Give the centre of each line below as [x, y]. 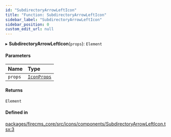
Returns [14, 90]
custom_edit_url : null [30, 29]
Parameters [18, 55]
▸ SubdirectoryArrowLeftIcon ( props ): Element [54, 44]
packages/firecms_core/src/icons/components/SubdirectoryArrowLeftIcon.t [85, 124]
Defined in [17, 112]
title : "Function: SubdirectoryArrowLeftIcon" [56, 15]
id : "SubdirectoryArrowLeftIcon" [41, 10]
